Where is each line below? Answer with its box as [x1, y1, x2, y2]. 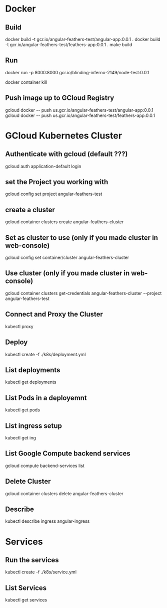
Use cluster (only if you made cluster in [5, 269, 130, 277]
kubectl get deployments [5, 379, 56, 385]
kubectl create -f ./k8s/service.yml [5, 569, 76, 575]
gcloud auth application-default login [5, 163, 81, 169]
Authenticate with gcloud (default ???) [5, 150, 128, 159]
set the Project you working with [5, 178, 108, 186]
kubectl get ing [5, 434, 36, 440]
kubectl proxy [5, 323, 33, 329]
